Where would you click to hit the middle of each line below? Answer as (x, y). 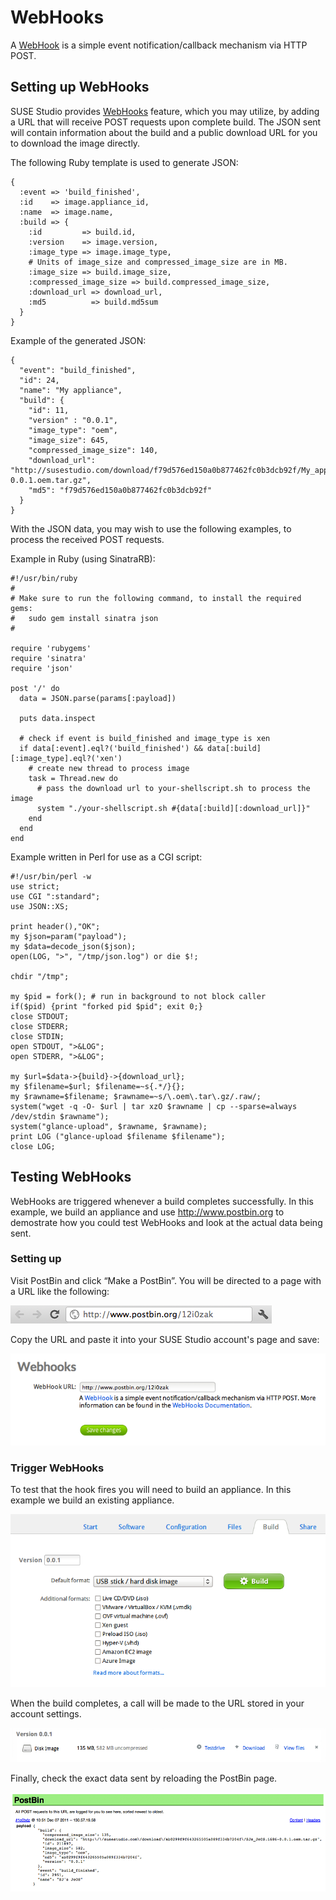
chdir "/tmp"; (40, 976)
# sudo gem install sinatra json (84, 618)
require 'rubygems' (51, 648)
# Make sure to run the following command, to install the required (156, 598)
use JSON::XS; (40, 906)
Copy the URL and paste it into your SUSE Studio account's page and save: (165, 1339)
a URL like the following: (60, 1291)
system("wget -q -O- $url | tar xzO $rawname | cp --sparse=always (154, 1106)
